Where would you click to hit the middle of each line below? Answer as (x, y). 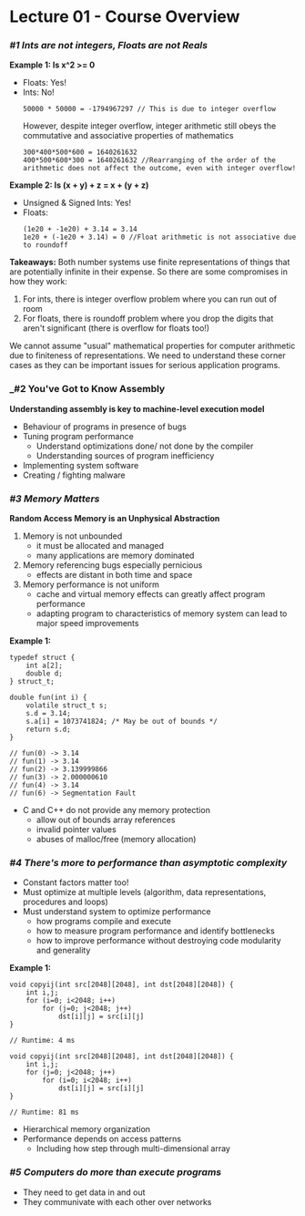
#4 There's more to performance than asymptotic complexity (148, 863)
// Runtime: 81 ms (44, 1113)
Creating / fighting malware (74, 475)
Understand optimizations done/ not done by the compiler (145, 446)
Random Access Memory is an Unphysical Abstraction (115, 519)
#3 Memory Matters (55, 499)
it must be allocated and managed (100, 546)
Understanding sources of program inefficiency (125, 455)
